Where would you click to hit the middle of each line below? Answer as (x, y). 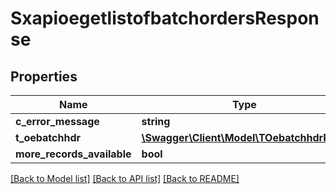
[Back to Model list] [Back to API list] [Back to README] (125, 178)
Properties (44, 76)
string (156, 121)
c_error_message (57, 121)
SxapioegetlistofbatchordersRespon (165, 18)
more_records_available (73, 154)
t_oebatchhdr (48, 137)
